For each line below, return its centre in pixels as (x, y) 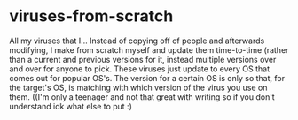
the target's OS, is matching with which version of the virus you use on (138, 87)
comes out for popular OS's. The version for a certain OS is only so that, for (147, 78)
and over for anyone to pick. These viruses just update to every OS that (140, 69)
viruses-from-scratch (91, 16)
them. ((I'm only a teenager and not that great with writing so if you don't (142, 97)
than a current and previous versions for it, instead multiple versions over (143, 59)
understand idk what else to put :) (71, 106)
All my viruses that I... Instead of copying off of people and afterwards (137, 41)
